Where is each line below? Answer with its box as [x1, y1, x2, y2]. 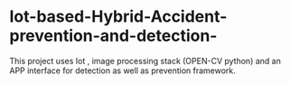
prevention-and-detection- [9, 25, 218, 46]
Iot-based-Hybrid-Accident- [9, 6, 228, 27]
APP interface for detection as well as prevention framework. [9, 65, 237, 76]
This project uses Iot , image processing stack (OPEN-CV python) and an [9, 55, 282, 66]
